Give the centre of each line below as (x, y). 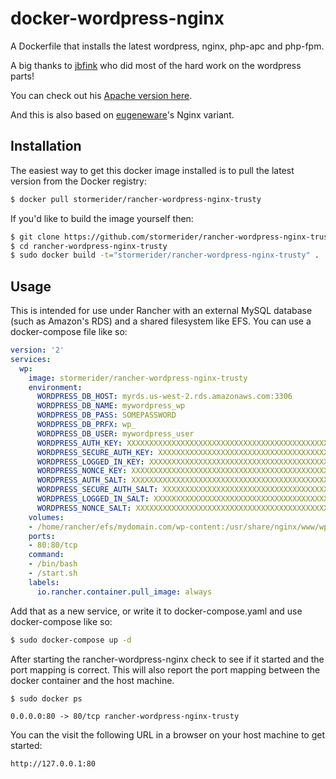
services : (31, 359)
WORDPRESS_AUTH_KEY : (79, 443)
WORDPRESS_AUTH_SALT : (82, 480)
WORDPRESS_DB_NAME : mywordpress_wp (111, 406)
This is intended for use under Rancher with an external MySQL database (161, 311)
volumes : (46, 517)
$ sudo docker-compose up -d (71, 640)
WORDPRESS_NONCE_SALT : (84, 508)
